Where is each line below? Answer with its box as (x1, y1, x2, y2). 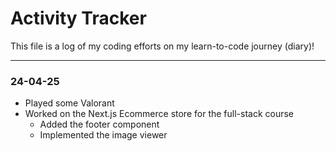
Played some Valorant (24, 97, 115, 109)
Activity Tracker (10, 7, 147, 30)
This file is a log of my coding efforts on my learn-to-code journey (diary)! (10, 40, 315, 52)
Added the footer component (39, 118, 160, 131)
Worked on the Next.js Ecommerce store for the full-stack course (24, 108, 295, 120)
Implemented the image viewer (39, 129, 168, 141)
